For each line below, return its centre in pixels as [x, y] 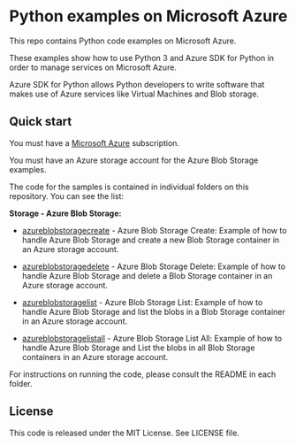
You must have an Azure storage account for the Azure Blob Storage [134, 160]
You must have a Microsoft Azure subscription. [94, 142]
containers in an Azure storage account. [95, 357]
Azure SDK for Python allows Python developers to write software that [137, 84]
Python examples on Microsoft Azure [148, 16]
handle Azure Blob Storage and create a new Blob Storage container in [151, 240]
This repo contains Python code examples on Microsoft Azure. [123, 41]
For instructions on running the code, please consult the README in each [143, 374]
